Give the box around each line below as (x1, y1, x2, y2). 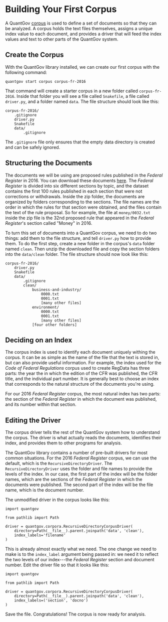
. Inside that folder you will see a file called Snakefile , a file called (14, 93, 149, 99)
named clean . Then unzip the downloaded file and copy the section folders (5, 246, 160, 252)
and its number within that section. (5, 401, 76, 407)
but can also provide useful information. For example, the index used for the (5, 360, 161, 366)
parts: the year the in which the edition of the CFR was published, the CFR (5, 370, 157, 377)
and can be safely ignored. (5, 144, 60, 150)
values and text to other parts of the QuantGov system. (5, 36, 118, 42)
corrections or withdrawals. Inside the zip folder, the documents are (5, 193, 145, 199)
